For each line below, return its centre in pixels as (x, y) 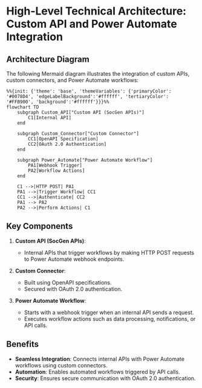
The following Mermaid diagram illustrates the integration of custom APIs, (98, 74)
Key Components (40, 226)
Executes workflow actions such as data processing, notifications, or (110, 318)
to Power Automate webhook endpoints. (74, 259)
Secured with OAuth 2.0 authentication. (73, 289)
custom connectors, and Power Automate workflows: (73, 80)
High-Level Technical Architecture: (96, 11)
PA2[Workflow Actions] (57, 171)
